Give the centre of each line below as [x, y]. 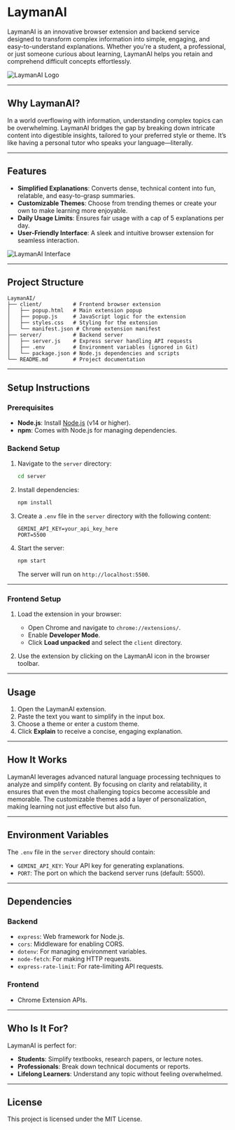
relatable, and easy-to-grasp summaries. [76, 195]
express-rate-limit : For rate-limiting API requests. [91, 966]
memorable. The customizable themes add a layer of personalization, [107, 799]
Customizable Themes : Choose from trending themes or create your [117, 203]
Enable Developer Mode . [64, 635]
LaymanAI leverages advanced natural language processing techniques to [114, 776]
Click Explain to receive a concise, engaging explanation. [100, 732]
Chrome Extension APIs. [52, 1000]
